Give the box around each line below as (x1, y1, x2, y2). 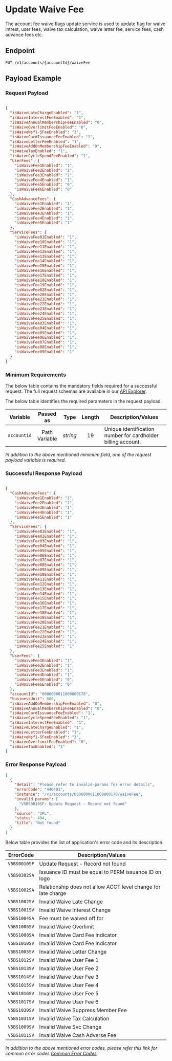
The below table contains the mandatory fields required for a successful (5, 382, 158, 389)
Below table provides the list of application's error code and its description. (5, 839, 164, 845)
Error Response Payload (5, 761, 67, 768)
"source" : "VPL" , (14, 811, 52, 816)
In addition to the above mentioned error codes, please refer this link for (5, 1045, 158, 1051)
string (62, 432, 77, 439)
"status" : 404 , (14, 816, 47, 821)
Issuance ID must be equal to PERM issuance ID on (39, 868, 161, 875)
